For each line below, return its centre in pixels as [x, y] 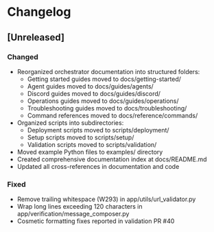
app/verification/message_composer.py [73, 214]
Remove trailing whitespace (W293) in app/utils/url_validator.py [106, 199]
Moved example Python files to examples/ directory [90, 152]
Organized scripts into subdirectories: [70, 123]
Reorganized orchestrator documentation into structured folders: [108, 71]
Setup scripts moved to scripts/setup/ [81, 137]
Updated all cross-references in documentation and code [98, 166]
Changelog [39, 12]
